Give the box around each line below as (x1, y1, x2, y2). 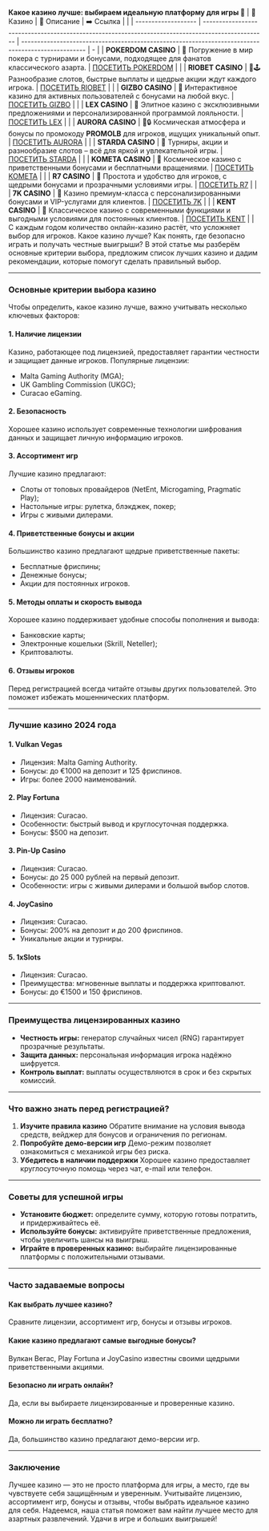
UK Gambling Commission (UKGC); (19, 379, 136, 389)
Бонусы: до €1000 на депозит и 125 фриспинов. (19, 765, 183, 775)
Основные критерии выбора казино (8, 284, 157, 295)
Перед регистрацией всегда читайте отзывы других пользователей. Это (8, 684, 257, 693)
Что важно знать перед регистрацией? (8, 1103, 170, 1114)
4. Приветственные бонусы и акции (8, 528, 134, 538)
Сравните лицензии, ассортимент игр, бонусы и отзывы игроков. (8, 1317, 232, 1327)
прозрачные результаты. (19, 1041, 106, 1051)
